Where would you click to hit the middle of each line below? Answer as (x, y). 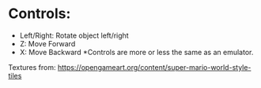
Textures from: (32, 67)
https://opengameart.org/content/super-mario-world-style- (154, 67)
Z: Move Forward (47, 43)
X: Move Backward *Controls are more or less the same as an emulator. (136, 52)
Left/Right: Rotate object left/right (74, 35)
